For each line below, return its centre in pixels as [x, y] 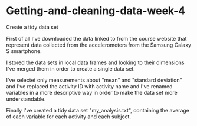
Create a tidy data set [32, 27]
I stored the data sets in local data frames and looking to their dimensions [95, 62]
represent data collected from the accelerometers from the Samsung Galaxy [99, 45]
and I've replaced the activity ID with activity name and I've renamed [89, 86]
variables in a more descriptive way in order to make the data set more [92, 92]
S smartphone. [24, 51]
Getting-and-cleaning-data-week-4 [96, 11]
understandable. [26, 99]
